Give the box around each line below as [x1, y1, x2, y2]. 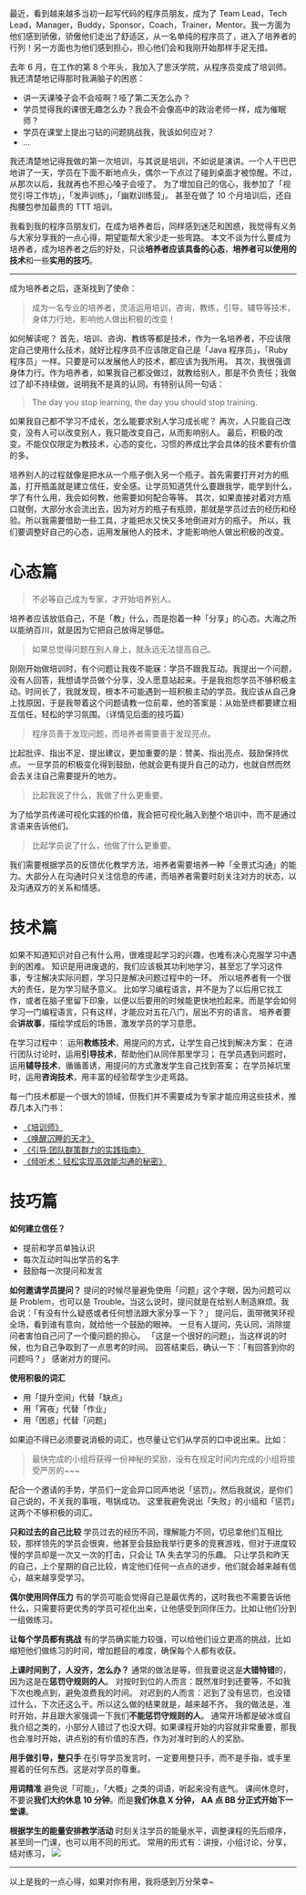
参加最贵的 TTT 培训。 [33, 202, 117, 212]
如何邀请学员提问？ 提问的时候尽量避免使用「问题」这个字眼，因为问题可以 [9, 1285, 291, 1296]
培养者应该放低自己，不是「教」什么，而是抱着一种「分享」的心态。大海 [9, 612, 280, 623]
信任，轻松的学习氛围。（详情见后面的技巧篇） [16, 708, 189, 719]
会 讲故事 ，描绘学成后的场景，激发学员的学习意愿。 [9, 1017, 201, 1028]
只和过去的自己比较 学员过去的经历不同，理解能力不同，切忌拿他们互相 [9, 1526, 275, 1537]
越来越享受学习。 [25, 1572, 89, 1583]
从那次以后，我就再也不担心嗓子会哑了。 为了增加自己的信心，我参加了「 [9, 179, 283, 189]
